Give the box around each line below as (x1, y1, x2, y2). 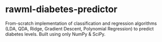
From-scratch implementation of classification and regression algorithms (5, 20, 157, 26)
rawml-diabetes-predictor (5, 4, 117, 15)
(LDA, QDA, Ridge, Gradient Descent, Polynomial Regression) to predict (5, 25, 154, 31)
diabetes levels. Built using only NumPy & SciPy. (5, 31, 106, 37)
